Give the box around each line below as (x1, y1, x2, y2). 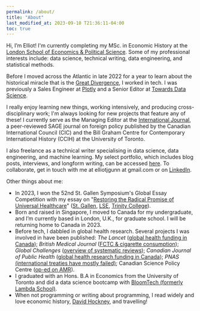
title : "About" (6, 14, 44, 20)
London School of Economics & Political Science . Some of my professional (6, 49, 190, 56)
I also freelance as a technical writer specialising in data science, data (6, 147, 179, 154)
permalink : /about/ (6, 8, 55, 15)
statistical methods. (6, 61, 55, 68)
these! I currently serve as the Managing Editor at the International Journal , (6, 116, 192, 124)
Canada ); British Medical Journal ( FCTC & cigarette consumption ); (14, 241, 179, 248)
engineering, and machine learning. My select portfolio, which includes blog (6, 154, 193, 161)
